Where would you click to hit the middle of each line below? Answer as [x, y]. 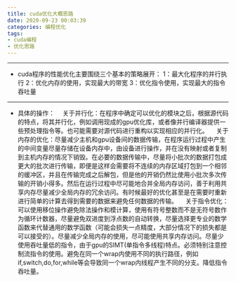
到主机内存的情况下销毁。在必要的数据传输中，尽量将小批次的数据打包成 [122, 157]
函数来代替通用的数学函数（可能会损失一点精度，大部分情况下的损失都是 [122, 227]
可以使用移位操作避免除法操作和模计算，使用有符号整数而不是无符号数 [119, 210]
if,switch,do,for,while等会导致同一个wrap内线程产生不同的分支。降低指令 [123, 262]
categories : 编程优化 [37, 27]
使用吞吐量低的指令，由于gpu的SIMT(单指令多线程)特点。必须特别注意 [119, 245]
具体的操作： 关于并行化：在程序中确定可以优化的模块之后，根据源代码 [123, 113]
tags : [15, 33]
